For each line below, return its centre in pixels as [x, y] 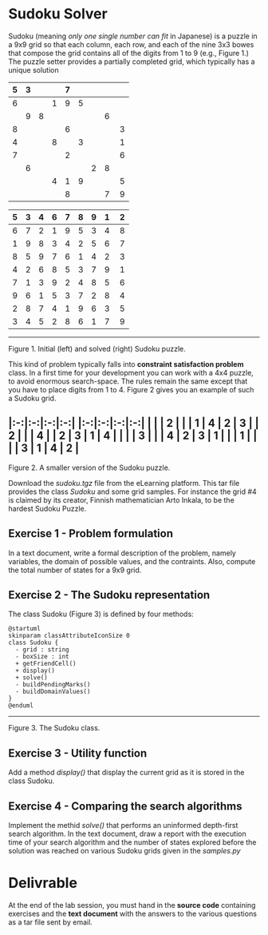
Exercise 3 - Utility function [78, 753]
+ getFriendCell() [46, 664]
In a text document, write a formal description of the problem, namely [122, 553]
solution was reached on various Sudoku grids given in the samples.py [124, 851]
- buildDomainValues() [53, 692]
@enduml [21, 706]
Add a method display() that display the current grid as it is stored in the [126, 773]
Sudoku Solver [58, 14]
